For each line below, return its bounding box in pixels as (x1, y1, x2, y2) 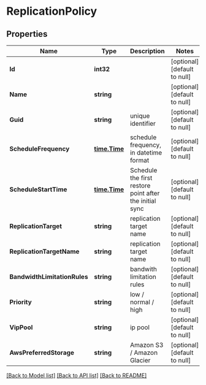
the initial (129, 197, 156, 205)
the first (129, 173, 153, 182)
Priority (9, 298, 32, 306)
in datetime (129, 148, 162, 157)
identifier (129, 120, 156, 128)
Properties (6, 29, 48, 39)
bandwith (129, 265, 158, 273)
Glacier (129, 356, 151, 364)
